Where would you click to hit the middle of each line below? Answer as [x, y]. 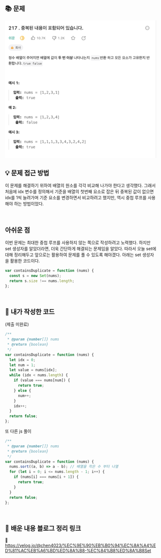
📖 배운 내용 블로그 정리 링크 [43, 528]
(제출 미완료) [17, 324]
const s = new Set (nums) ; [36, 276]
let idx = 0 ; [22, 360]
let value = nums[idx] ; [33, 370]
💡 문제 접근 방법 [27, 173]
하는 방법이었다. [29, 204]
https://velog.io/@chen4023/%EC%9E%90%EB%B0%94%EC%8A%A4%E [80, 545]
